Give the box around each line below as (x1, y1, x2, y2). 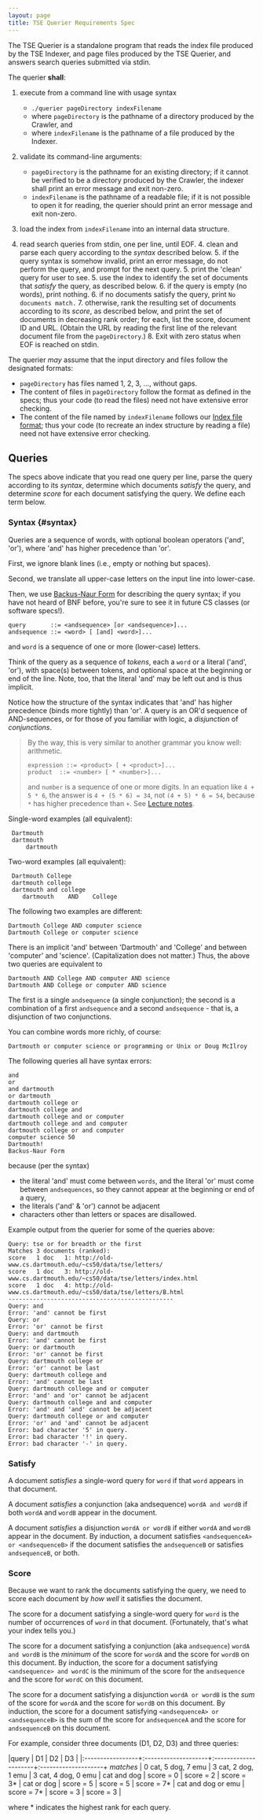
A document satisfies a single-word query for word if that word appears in (8, 1475, 244, 1485)
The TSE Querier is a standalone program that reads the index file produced (8, 40, 254, 50)
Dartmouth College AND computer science (8, 922, 143, 930)
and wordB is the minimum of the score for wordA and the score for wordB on (8, 1650, 250, 1659)
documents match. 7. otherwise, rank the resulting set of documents (19, 298, 237, 307)
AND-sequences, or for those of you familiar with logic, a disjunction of (8, 714, 239, 723)
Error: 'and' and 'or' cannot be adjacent (8, 1391, 149, 1400)
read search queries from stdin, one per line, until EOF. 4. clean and (19, 239, 239, 249)
